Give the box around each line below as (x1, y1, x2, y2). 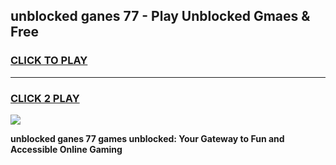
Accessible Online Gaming (10, 143, 123, 155)
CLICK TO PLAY (10, 54, 88, 68)
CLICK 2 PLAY (10, 91, 80, 105)
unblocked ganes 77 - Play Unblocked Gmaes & (10, 8, 311, 25)
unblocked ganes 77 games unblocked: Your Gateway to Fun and (10, 132, 285, 144)
